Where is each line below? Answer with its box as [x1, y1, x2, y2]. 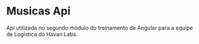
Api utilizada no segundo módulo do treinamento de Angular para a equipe [6, 24, 194, 31]
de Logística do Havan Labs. [6, 30, 78, 37]
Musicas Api [6, 4, 71, 18]
